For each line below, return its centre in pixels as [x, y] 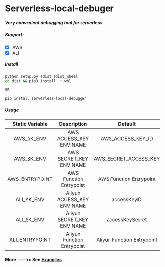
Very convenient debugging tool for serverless [54, 22]
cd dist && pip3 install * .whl [38, 81]
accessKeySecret [127, 220]
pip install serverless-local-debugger [46, 99]
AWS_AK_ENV [30, 139]
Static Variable [30, 124]
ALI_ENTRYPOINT [30, 240]
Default [127, 124]
